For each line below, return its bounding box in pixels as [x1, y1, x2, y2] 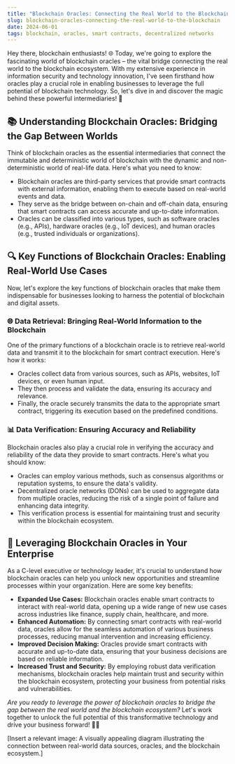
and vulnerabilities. [17, 685, 72, 693]
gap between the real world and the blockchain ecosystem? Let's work [7, 706, 213, 714]
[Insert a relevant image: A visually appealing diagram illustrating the [7, 735, 205, 743]
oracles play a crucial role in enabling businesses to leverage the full [7, 79, 204, 88]
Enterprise [7, 548, 55, 560]
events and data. [17, 192, 66, 201]
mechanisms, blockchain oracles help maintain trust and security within [17, 670, 224, 678]
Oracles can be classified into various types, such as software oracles [17, 215, 220, 223]
